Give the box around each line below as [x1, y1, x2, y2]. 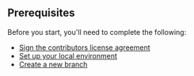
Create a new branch [18, 59, 88, 69]
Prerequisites [7, 6, 75, 20]
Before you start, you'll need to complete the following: [7, 27, 187, 36]
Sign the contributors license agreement [18, 43, 151, 52]
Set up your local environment [18, 51, 118, 60]
